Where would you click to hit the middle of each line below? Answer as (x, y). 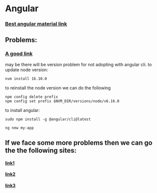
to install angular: (23, 110)
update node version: (26, 70)
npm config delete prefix (31, 97)
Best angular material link (36, 24)
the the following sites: (41, 151)
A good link (19, 54)
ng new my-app (20, 128)
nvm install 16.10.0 (26, 79)
